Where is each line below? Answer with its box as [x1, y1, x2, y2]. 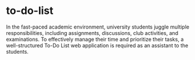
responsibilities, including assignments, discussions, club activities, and [6, 29, 179, 36]
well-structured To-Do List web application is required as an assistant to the [6, 42, 189, 49]
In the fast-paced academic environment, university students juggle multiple [6, 23, 190, 30]
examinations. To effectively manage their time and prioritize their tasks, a [6, 36, 184, 43]
